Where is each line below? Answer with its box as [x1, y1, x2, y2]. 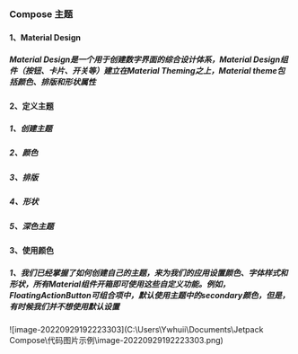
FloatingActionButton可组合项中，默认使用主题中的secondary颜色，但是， [9, 289, 290, 300]
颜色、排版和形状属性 [16, 76, 96, 87]
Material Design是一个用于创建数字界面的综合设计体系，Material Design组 [9, 54, 289, 65]
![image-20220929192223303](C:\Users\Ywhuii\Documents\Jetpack [9, 323, 264, 334]
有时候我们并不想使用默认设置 [9, 301, 119, 312]
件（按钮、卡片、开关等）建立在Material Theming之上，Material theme [9, 66, 277, 76]
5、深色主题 [9, 220, 54, 231]
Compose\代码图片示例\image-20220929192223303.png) [9, 334, 224, 345]
